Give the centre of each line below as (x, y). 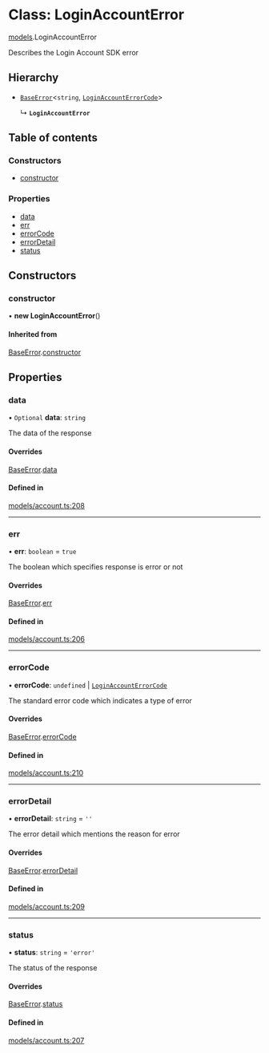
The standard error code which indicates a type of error (100, 700)
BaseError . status (36, 1004)
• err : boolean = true (42, 552)
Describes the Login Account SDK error (73, 52)
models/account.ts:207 (46, 1040)
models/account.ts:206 (47, 639)
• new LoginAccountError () (54, 316)
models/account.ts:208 (47, 505)
